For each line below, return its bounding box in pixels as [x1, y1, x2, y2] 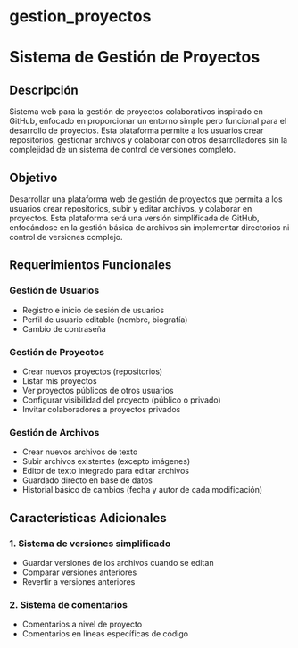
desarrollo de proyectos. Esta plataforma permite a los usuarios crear [9, 125, 264, 136]
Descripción [9, 82, 79, 97]
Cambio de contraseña [21, 323, 107, 334]
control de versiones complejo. [9, 232, 123, 242]
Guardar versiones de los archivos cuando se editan [21, 557, 214, 568]
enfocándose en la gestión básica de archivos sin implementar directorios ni [9, 222, 290, 233]
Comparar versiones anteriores [21, 567, 137, 577]
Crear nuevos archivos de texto [21, 446, 138, 457]
